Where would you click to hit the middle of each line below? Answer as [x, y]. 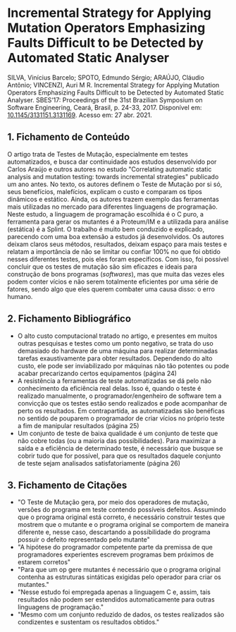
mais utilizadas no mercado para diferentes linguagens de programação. [113, 207]
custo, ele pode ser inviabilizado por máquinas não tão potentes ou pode [123, 365]
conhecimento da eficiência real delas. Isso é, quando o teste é [109, 388]
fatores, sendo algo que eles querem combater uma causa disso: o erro [111, 289]
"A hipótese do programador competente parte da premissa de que [115, 547]
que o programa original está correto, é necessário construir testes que [121, 517]
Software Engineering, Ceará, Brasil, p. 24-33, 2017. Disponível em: [105, 107]
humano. [20, 296]
